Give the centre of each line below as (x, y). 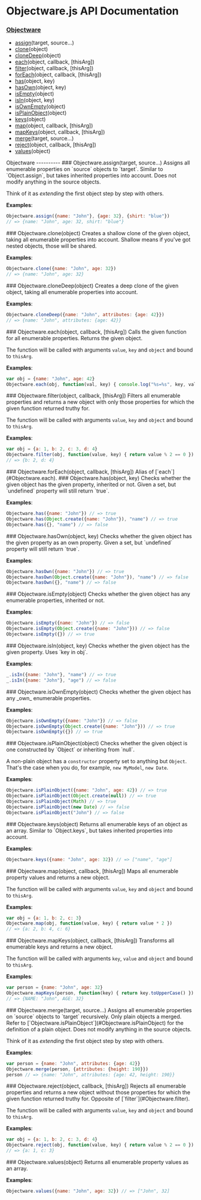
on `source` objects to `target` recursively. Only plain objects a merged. (94, 1016)
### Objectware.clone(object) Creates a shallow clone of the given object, (98, 233)
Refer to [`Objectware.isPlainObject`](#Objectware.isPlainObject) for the (95, 1023)
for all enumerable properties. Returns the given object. (74, 338)
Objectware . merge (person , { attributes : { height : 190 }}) (77, 1069)
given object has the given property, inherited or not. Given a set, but (91, 485)
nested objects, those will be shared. (51, 246)
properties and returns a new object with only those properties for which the (100, 402)
